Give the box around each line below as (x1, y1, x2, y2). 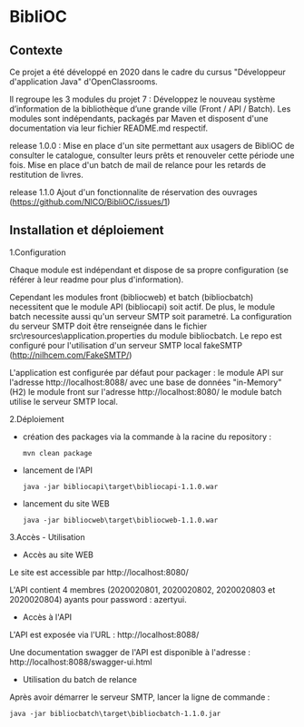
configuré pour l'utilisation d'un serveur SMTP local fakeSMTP (9, 339, 243, 350)
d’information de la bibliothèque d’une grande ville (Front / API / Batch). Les (9, 103, 291, 114)
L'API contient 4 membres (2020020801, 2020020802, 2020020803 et (9, 584, 276, 595)
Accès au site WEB (22, 549, 93, 560)
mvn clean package (22, 448, 93, 457)
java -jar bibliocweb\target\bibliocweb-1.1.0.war (22, 516, 219, 525)
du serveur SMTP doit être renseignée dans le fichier (9, 320, 208, 331)
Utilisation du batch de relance (22, 673, 138, 684)
